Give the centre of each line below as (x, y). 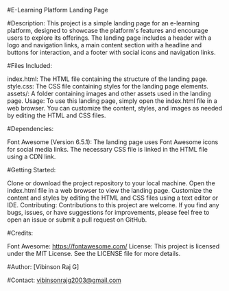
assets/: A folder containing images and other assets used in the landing (109, 93)
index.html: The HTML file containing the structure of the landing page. (107, 79)
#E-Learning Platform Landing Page (58, 10)
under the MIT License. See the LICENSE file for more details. (94, 254)
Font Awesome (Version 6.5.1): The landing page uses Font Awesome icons (113, 142)
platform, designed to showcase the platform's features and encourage (108, 31)
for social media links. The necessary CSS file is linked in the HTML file (107, 149)
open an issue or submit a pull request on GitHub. (77, 220)
